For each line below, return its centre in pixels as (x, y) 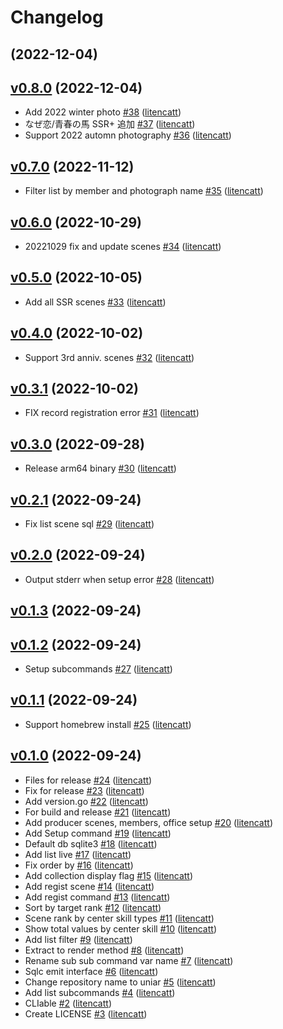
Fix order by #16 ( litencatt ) (79, 865)
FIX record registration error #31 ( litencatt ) (112, 413)
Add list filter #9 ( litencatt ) (78, 939)
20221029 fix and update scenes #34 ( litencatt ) (123, 247)
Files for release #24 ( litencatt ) (88, 780)
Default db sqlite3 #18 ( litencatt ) (91, 843)
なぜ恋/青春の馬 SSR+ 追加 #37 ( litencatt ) (110, 124)
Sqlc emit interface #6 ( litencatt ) (91, 971)
